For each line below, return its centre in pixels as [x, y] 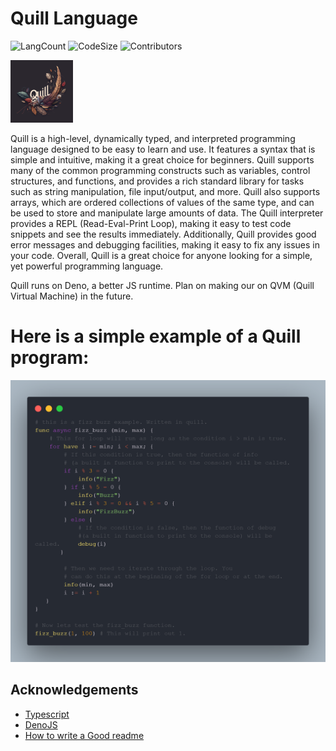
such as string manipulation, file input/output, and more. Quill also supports [165, 191]
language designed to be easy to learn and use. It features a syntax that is [163, 149]
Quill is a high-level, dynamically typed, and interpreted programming [153, 138]
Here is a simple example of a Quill [156, 336]
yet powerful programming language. [87, 266]
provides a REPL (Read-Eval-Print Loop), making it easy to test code [151, 223]
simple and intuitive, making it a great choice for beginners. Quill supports [162, 159]
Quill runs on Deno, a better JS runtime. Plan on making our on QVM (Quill [162, 285]
